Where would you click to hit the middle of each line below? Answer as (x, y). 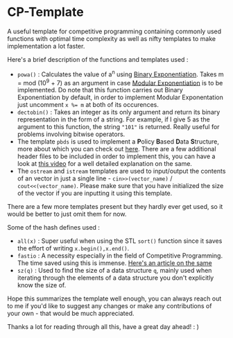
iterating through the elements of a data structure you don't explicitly (115, 278)
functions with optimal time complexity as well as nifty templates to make (112, 38)
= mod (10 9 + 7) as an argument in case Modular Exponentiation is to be (120, 82)
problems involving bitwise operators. (71, 134)
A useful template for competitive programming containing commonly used (114, 31)
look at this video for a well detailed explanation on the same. (105, 164)
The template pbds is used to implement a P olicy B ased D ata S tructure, (118, 142)
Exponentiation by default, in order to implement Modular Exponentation (120, 97)
